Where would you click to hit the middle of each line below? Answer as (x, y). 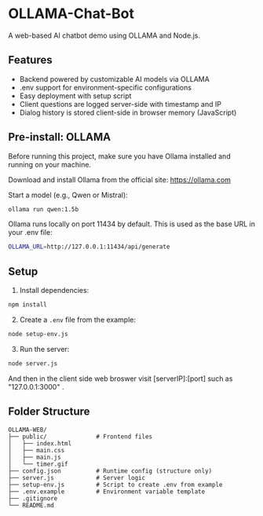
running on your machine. (50, 164)
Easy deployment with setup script (75, 96)
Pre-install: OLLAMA (60, 137)
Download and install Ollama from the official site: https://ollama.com (120, 179)
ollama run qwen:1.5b (44, 209)
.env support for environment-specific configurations (106, 87)
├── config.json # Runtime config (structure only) (110, 471)
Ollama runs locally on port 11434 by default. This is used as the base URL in (131, 224)
